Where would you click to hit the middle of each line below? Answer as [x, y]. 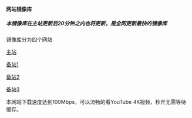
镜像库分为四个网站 [29, 39]
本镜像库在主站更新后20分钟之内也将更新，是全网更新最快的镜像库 [87, 23]
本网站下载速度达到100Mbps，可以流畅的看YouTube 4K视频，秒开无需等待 [96, 102]
